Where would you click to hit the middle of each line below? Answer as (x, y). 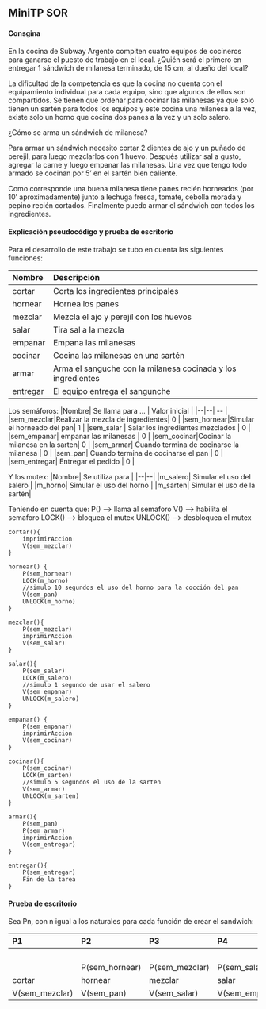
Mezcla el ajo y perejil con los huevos (122, 317)
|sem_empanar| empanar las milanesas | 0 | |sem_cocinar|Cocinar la (120, 436)
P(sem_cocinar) (47, 768)
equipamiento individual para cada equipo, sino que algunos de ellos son (127, 91)
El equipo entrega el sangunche (112, 391)
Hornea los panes (86, 303)
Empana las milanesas (94, 342)
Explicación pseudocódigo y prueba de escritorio (91, 232)
